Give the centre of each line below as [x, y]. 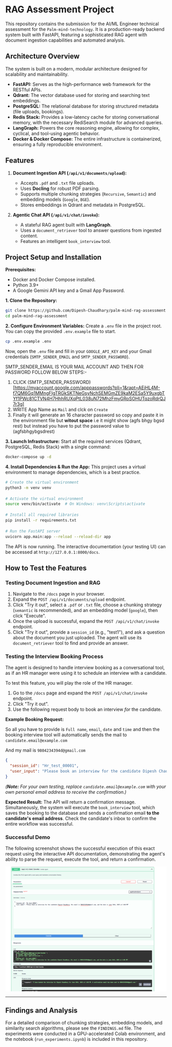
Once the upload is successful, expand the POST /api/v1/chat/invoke [86, 621]
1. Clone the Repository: [31, 301]
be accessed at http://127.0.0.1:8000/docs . [52, 552]
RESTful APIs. [27, 90]
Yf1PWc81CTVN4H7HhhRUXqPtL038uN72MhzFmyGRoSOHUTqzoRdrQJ [89, 398]
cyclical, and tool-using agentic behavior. [56, 133]
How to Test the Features [46, 568]
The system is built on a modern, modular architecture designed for [77, 68]
